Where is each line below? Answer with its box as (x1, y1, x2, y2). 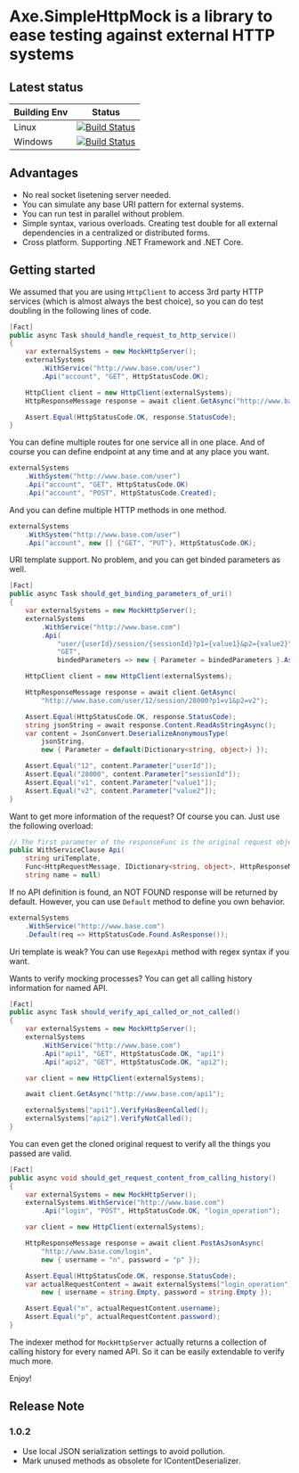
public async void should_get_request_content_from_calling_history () (9, 1174, 277, 1182)
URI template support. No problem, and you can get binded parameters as (9, 554, 281, 565)
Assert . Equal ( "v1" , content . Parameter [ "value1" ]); (25, 778, 217, 787)
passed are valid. (9, 1148, 73, 1158)
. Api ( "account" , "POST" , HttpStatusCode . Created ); (25, 488, 217, 497)
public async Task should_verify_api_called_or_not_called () (9, 1008, 241, 1017)
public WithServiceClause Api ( (9, 846, 125, 855)
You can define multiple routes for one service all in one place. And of (9, 437, 265, 447)
